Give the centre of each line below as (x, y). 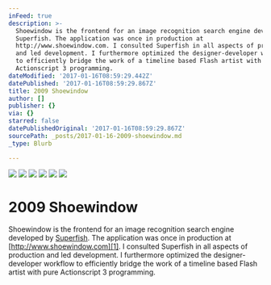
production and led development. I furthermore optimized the (110, 255)
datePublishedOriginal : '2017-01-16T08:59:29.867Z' (97, 128)
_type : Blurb (30, 143)
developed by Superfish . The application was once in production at (120, 238)
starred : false (34, 121)
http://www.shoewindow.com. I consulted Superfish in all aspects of (135, 46)
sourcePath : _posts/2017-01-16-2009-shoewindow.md (95, 136)
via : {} (21, 114)
